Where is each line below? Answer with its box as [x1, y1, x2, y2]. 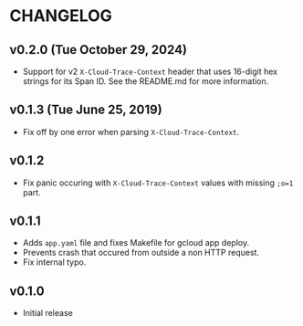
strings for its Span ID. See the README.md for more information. [22, 76, 269, 87]
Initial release [22, 308, 73, 319]
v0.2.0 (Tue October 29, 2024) [9, 42, 188, 58]
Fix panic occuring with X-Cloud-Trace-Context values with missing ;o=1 [22, 177, 294, 188]
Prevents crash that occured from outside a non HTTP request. [22, 247, 260, 258]
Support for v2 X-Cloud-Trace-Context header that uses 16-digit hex [22, 66, 278, 77]
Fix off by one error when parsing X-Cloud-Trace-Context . [22, 126, 240, 137]
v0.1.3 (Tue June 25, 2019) [9, 102, 162, 118]
